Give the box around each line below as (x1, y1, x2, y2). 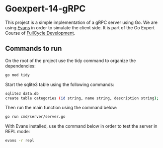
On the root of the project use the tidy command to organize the (5, 58, 136, 64)
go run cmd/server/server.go (5, 114, 66, 119)
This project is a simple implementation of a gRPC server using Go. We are (5, 19, 158, 25)
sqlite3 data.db (5, 91, 39, 96)
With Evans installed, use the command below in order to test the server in (5, 123, 158, 129)
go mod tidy (5, 73, 30, 77)
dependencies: (5, 63, 36, 69)
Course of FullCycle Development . (5, 30, 76, 36)
